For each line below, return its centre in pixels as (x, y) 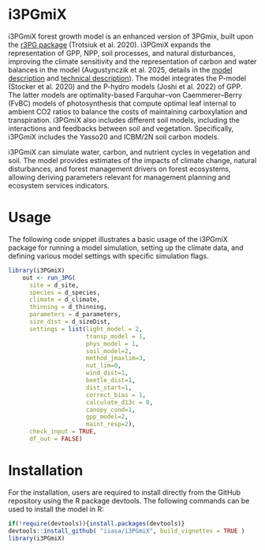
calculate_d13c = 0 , (119, 402)
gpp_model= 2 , (107, 417)
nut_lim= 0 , (104, 366)
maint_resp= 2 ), (110, 424)
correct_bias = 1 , (116, 395)
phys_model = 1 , (112, 344)
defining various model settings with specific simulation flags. (108, 256)
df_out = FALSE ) (56, 439)
